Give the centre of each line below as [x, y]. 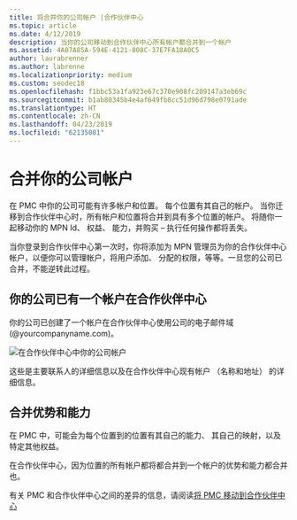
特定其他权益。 [36, 446]
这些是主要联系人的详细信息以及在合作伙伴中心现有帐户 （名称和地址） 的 [143, 371]
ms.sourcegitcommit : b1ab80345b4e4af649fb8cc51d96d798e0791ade [128, 100]
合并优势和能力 [50, 413]
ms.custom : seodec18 [47, 83]
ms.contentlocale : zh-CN [55, 116]
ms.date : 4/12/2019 [45, 34]
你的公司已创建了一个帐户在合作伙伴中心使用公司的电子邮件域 [122, 322]
